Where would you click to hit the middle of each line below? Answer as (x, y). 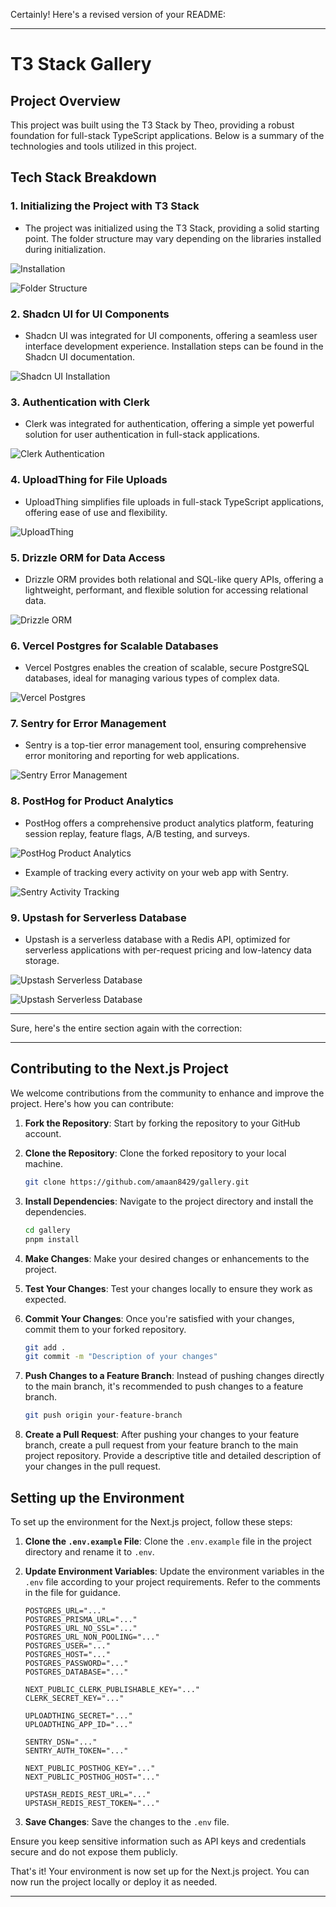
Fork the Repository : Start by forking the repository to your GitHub (162, 1123)
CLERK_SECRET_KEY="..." (74, 1698)
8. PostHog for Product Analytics (92, 801)
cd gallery (47, 1230)
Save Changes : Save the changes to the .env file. (127, 1821)
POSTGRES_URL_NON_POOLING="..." (92, 1637)
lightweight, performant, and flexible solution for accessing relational (166, 590)
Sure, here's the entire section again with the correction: (126, 1028)
